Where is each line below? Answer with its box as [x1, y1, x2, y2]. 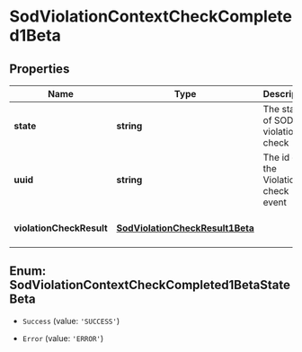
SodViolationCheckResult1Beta [116, 222, 254, 234]
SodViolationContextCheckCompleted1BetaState [9, 277, 290, 293]
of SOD [262, 114, 294, 127]
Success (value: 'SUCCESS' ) [22, 315, 120, 326]
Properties [9, 61, 70, 76]
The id [262, 151, 290, 163]
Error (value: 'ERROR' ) [22, 332, 104, 343]
